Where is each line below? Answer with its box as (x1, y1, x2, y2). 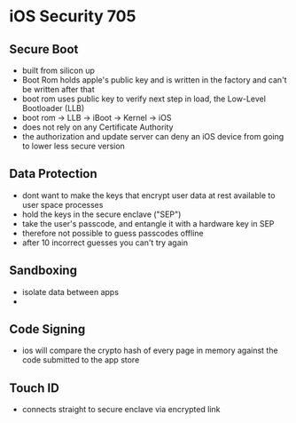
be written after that (21, 84, 95, 94)
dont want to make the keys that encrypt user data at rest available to (21, 189, 276, 201)
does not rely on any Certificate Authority (21, 122, 174, 132)
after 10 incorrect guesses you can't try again (21, 237, 189, 248)
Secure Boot (9, 42, 79, 57)
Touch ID (9, 380, 59, 395)
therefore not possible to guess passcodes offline (21, 227, 204, 238)
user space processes (21, 199, 104, 210)
